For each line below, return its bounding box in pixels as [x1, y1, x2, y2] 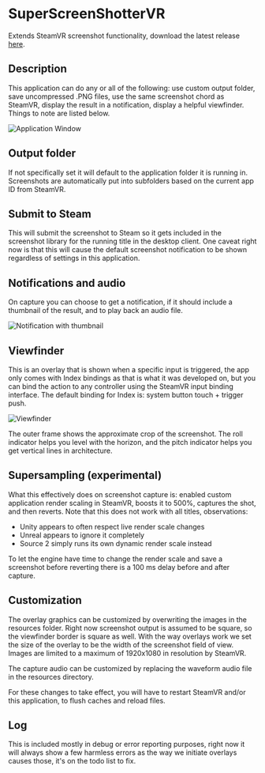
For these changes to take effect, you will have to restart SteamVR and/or [8, 687, 246, 696]
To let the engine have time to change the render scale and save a [8, 554, 223, 564]
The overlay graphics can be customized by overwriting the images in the [8, 614, 247, 624]
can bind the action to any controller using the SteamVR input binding [8, 382, 234, 391]
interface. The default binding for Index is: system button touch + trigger [8, 390, 244, 399]
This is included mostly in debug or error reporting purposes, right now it [8, 740, 245, 749]
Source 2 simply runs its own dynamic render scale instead [19, 538, 212, 548]
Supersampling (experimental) [8, 469, 162, 482]
